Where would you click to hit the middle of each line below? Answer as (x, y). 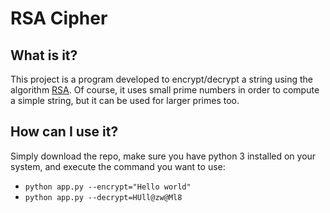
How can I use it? (64, 132)
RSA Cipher (59, 18)
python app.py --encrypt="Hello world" (108, 187)
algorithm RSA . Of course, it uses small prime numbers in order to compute (165, 90)
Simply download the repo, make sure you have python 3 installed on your (163, 156)
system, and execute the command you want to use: (118, 166)
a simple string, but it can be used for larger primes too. (125, 100)
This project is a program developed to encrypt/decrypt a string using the (161, 79)
